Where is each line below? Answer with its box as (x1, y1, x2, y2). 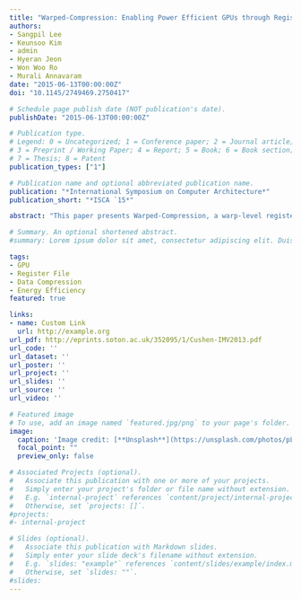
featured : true (9, 294, 66, 304)
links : (9, 311, 34, 320)
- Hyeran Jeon (9, 55, 63, 64)
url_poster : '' (9, 360, 66, 369)
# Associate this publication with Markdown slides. (9, 542, 219, 552)
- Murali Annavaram (9, 72, 82, 81)
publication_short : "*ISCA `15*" (9, 195, 134, 205)
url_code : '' (9, 343, 58, 353)
